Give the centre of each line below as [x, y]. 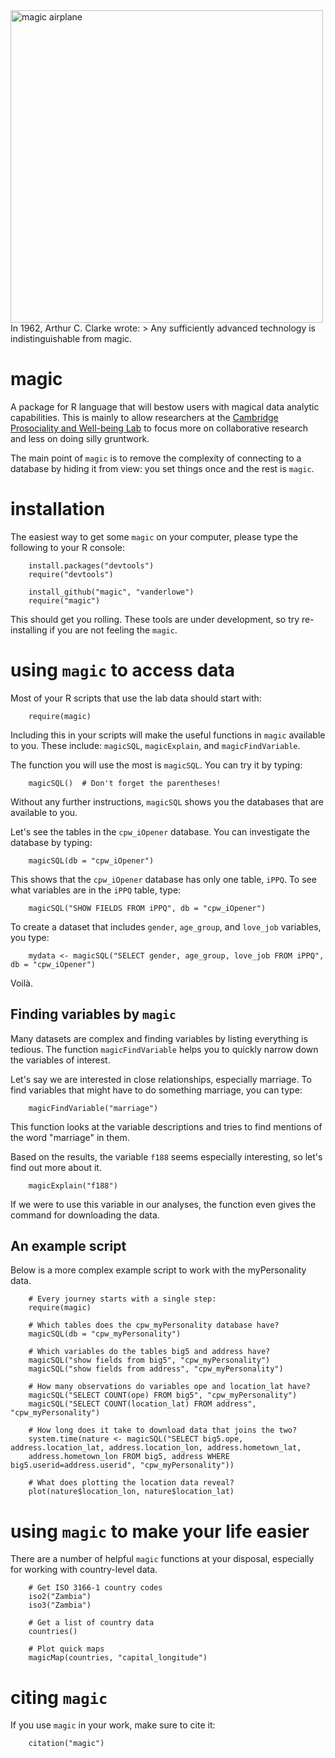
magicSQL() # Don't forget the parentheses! [125, 783]
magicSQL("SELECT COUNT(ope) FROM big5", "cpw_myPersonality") [163, 1395]
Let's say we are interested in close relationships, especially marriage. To [161, 1079]
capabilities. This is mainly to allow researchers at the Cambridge [144, 417]
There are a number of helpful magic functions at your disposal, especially [162, 1559]
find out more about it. [56, 1167]
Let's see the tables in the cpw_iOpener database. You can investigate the [160, 831]
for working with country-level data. [84, 1570]
